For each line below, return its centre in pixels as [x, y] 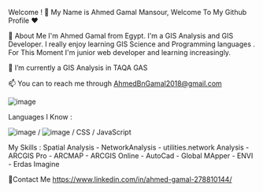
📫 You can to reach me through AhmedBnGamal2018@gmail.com [115, 83]
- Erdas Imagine [34, 164]
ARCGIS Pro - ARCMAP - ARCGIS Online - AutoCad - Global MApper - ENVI [131, 156]
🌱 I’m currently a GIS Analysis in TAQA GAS [78, 68]
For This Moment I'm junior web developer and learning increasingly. [119, 52]
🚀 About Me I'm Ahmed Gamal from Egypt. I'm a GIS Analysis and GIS [121, 36]
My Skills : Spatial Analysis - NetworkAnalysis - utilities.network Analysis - [129, 147]
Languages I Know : [40, 117]
